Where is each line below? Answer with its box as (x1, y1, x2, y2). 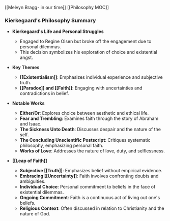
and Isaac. (19, 121, 42, 127)
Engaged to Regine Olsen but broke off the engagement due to (19, 38, 152, 45)
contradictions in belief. (19, 90, 69, 97)
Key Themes (12, 65, 40, 71)
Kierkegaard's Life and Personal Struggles (12, 28, 104, 35)
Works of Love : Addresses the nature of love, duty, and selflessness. (19, 148, 165, 154)
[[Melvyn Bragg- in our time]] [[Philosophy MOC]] (5, 5, 109, 10)
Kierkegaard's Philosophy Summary (5, 17, 96, 24)
